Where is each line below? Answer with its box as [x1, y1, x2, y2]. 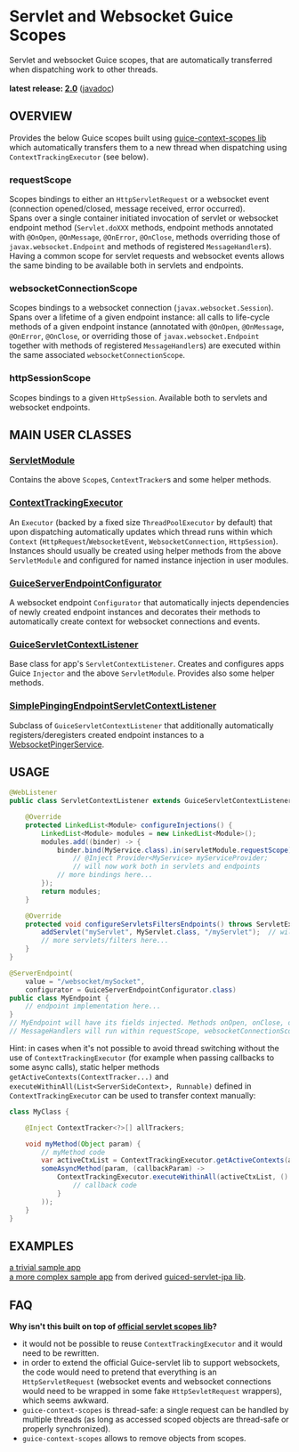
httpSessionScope [9, 372, 92, 385]
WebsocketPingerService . [9, 739, 105, 750]
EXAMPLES [9, 1238, 74, 1253]
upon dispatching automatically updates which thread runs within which [9, 526, 273, 537]
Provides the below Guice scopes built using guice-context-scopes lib [9, 132, 267, 143]
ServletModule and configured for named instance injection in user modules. [9, 555, 289, 565]
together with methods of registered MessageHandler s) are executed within [9, 340, 281, 351]
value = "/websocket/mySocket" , [25, 977, 145, 986]
